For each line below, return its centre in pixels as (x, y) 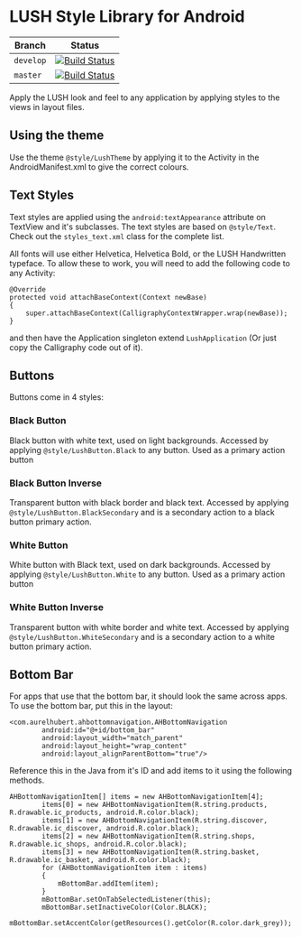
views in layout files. (47, 107)
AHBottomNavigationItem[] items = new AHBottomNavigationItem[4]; (137, 797)
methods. (27, 780)
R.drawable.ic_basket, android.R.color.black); (100, 860)
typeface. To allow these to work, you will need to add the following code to (150, 263)
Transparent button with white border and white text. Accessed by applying (150, 627)
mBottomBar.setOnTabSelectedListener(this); (127, 900)
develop (30, 60)
